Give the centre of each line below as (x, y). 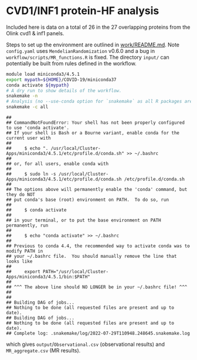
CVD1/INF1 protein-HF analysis (83, 11)
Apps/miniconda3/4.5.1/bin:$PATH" (48, 277)
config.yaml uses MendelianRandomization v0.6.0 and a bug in (81, 51)
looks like (19, 262)
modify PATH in (25, 251)
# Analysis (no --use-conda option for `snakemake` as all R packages (94, 102)
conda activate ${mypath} (38, 85)
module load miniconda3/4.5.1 (43, 74)
